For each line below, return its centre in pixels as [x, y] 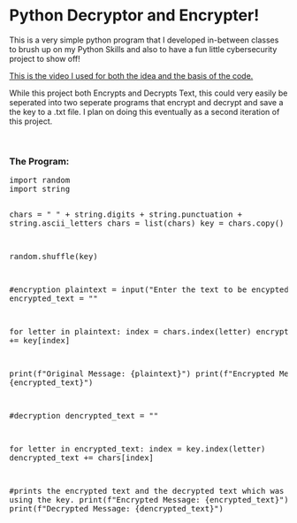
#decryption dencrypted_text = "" [84, 416]
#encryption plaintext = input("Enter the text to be [128, 290]
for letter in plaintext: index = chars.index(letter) [130, 332]
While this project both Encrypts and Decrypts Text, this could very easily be [148, 93]
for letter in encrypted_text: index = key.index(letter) [137, 449]
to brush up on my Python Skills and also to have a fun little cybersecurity [143, 49]
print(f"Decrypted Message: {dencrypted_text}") [116, 509]
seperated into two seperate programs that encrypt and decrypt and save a [146, 102]
